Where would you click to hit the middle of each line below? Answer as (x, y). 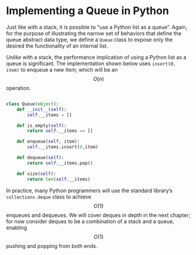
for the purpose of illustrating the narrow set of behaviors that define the (94, 33)
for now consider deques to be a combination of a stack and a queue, (90, 221)
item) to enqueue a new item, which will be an (62, 69)
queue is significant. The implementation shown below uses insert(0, (91, 63)
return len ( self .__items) (59, 179)
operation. (18, 88)
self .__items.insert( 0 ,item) (63, 147)
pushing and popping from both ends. (52, 246)
